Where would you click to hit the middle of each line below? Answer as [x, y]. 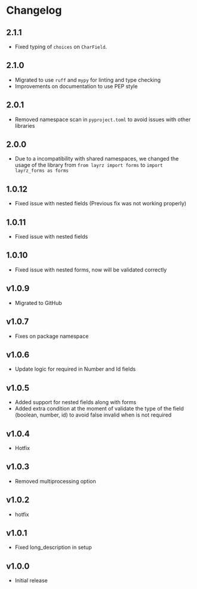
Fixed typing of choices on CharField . [61, 47]
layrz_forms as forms [41, 171]
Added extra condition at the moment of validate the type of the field [99, 409]
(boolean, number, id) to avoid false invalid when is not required [93, 415]
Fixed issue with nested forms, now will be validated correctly [91, 270]
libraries [25, 125]
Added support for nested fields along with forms [76, 402]
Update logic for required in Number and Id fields [75, 369]
